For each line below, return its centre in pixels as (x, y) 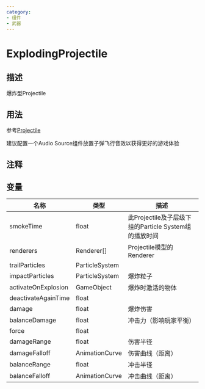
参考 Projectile (23, 130)
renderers (23, 251)
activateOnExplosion (39, 288)
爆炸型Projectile (26, 93)
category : (19, 12)
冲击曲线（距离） (152, 376)
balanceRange (30, 365)
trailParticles (27, 265)
